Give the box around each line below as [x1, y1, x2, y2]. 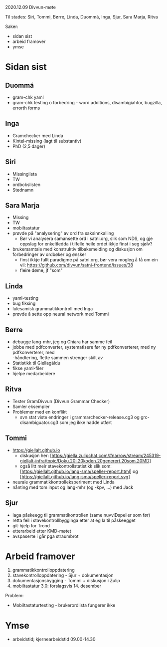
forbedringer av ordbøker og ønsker [12, 251, 86, 257]
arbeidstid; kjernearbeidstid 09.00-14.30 [12, 636, 96, 643]
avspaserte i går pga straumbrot [12, 533, 79, 539]
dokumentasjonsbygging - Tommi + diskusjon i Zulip [12, 578, 121, 584]
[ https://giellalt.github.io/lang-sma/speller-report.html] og [19, 468, 138, 474]
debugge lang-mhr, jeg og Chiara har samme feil [12, 339, 112, 345]
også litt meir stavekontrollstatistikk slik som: [19, 463, 112, 469]
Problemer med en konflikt [12, 409, 67, 415]
